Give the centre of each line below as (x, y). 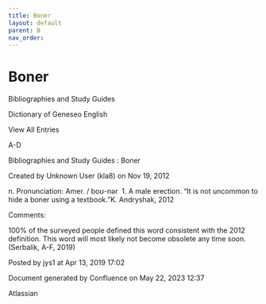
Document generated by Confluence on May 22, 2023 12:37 (106, 278)
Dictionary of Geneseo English (58, 114)
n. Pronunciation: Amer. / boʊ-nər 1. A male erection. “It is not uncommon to (133, 191)
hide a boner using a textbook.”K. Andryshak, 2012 (91, 200)
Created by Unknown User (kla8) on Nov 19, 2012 (89, 176)
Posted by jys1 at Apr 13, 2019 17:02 (67, 263)
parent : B (25, 30)
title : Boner (30, 15)
